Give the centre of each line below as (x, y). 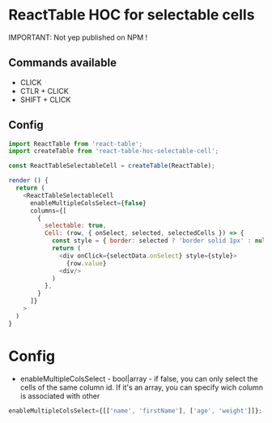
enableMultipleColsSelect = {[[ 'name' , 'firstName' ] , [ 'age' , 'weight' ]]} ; (136, 411)
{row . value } (86, 263)
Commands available (63, 63)
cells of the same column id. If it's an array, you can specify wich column (142, 387)
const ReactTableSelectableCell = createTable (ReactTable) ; (112, 166)
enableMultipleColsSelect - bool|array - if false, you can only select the (139, 378)
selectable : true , (75, 226)
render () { (28, 181)
